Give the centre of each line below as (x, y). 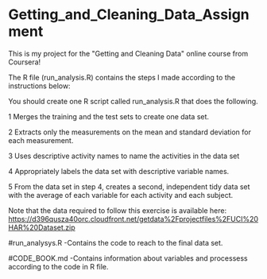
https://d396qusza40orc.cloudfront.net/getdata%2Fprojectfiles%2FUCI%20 (133, 219)
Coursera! (25, 62)
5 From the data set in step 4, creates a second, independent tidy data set (129, 186)
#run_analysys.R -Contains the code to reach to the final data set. (116, 242)
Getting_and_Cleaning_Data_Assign (129, 15)
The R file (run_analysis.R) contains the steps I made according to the (122, 77)
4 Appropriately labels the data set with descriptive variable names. (119, 171)
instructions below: (39, 86)
